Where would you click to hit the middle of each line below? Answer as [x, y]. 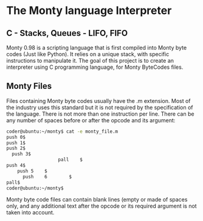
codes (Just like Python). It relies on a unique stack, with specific [88, 54]
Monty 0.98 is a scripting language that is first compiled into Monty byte [97, 47]
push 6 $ [47, 177]
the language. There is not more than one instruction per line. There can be [100, 114]
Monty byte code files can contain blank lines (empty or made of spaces [97, 200]
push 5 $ [32, 171]
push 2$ [16, 149]
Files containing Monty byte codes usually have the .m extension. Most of [98, 100]
